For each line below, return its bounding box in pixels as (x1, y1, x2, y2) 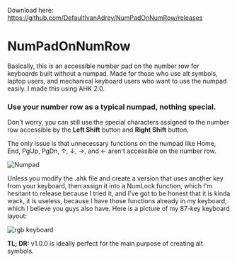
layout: (7, 212, 27, 220)
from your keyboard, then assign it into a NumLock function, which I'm (7, 182, 213, 190)
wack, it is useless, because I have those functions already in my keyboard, (7, 197, 228, 205)
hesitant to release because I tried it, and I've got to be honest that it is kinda (7, 189, 231, 198)
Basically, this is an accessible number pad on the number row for (7, 62, 200, 70)
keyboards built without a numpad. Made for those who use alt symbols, (7, 69, 218, 77)
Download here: (7, 6, 54, 14)
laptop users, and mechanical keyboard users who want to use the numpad (7, 76, 227, 85)
